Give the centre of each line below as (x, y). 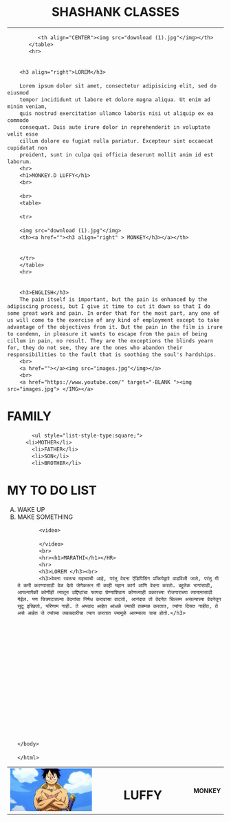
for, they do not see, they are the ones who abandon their (95, 348)
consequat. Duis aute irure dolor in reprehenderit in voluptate (115, 127)
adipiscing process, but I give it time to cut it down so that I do (109, 306)
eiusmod (18, 93)
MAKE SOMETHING (45, 517)
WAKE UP (31, 509)
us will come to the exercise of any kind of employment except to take (113, 320)
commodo (18, 120)
